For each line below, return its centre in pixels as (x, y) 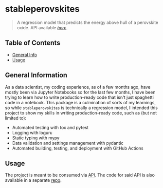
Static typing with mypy (36, 138)
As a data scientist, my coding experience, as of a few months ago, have (78, 87)
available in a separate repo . (33, 180)
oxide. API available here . (42, 27)
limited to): (16, 118)
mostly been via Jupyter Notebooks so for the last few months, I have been (80, 92)
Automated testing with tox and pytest (50, 127)
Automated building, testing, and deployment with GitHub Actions (78, 148)
